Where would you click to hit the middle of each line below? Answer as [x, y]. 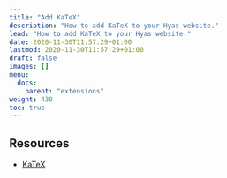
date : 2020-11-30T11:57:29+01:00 [71, 42]
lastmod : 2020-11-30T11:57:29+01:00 [76, 50]
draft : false [33, 58]
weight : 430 [31, 99]
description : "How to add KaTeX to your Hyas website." [114, 26]
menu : [19, 75]
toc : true [27, 108]
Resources [39, 143]
